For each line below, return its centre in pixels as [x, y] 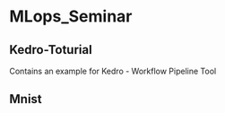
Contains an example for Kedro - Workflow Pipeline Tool [113, 71]
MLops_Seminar [71, 17]
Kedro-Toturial [51, 50]
